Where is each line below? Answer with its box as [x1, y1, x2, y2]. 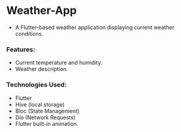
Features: [6, 45, 35, 53]
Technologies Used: [6, 81, 67, 89]
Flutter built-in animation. [15, 120, 79, 127]
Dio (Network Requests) [15, 113, 76, 121]
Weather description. [15, 65, 68, 73]
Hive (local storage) [15, 101, 65, 108]
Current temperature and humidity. [15, 59, 102, 67]
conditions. [15, 30, 44, 37]
